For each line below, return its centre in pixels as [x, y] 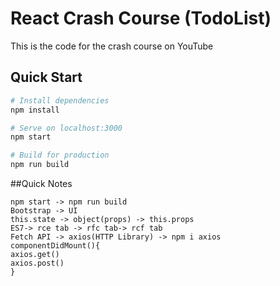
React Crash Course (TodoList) [141, 18]
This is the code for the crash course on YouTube [112, 46]
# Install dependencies [60, 100]
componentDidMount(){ [55, 246]
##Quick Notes [41, 183]
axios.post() [37, 263]
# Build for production [60, 155]
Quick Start [46, 77]
